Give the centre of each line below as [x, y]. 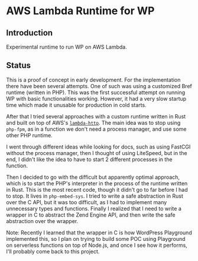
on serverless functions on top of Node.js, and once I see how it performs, [97, 245]
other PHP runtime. [30, 135]
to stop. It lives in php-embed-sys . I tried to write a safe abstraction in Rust [95, 196]
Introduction [30, 33]
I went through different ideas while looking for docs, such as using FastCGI [98, 147]
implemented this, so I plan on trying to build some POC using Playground [96, 239]
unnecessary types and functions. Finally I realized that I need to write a [94, 208]
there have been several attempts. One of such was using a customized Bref [99, 86]
